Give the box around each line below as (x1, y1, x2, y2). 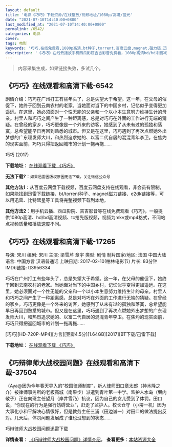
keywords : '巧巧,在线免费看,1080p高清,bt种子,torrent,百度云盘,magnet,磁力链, (5, 46, 164, 51)
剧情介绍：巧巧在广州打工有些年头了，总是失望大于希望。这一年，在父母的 (5, 96, 162, 102)
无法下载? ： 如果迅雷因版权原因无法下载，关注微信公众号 (5, 174, 111, 180)
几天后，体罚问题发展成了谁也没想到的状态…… (14, 414, 112, 420)
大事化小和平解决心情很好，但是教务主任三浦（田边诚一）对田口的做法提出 (5, 408, 162, 414)
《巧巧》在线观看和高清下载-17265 (5, 237, 116, 246)
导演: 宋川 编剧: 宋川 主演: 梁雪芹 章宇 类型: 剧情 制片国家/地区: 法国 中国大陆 (5, 252, 166, 258)
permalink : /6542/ (5, 27, 45, 32)
